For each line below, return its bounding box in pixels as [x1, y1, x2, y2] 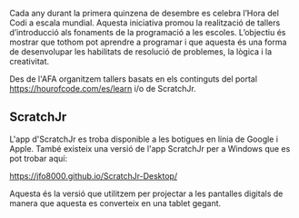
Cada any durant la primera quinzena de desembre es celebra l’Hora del [9, 8, 280, 18]
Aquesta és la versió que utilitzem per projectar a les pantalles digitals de [9, 188, 284, 199]
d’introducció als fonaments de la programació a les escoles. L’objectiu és [9, 27, 286, 37]
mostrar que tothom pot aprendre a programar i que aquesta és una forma [9, 36, 287, 47]
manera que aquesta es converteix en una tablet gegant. [9, 197, 222, 208]
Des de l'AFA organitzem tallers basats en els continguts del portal [9, 74, 257, 84]
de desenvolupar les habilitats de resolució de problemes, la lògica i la [9, 46, 273, 57]
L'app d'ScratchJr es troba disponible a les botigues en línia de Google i [9, 134, 279, 144]
